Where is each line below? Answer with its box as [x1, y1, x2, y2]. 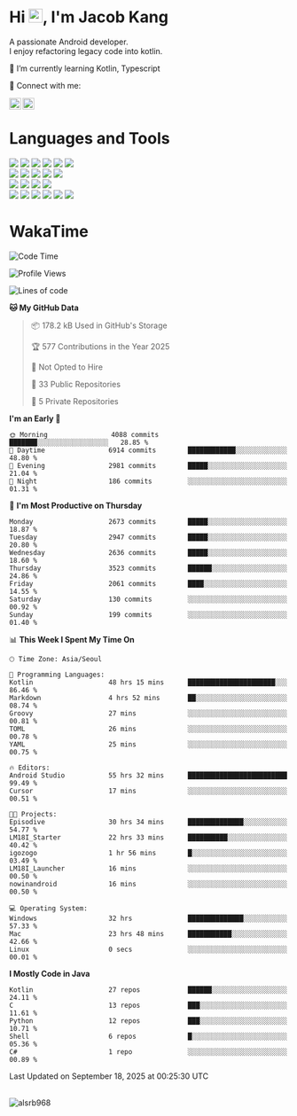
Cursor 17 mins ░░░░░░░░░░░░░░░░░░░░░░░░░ [9, 786, 288, 795]
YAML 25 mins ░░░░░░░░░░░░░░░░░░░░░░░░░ [9, 739, 288, 749]
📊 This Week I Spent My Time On [9, 634, 135, 644]
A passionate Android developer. [9, 36, 129, 47]
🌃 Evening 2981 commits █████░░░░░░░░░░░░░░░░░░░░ [9, 461, 288, 470]
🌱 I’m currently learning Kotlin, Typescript [9, 63, 160, 74]
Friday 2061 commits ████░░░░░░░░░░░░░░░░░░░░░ [9, 579, 288, 588]
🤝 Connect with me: [9, 80, 82, 90]
